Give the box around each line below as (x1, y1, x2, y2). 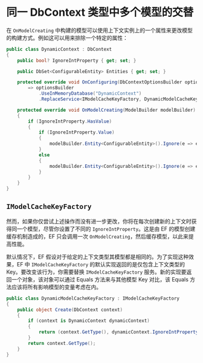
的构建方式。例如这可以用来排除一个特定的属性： (6, 34, 128, 41)
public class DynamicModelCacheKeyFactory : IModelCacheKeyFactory (6, 295, 180, 301)
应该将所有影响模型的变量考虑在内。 (11, 283, 101, 291)
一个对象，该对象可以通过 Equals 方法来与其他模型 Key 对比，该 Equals (11, 275, 189, 283)
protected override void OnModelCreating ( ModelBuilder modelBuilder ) (17, 107, 196, 113)
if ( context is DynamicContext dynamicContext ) (28, 318, 150, 324)
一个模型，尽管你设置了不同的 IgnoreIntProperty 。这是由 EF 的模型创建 (16, 225, 196, 233)
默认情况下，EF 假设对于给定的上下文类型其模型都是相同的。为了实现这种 (6, 253, 189, 260)
